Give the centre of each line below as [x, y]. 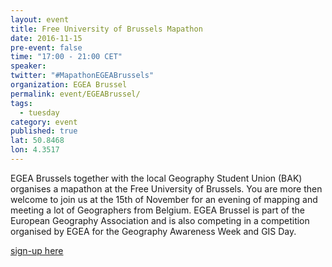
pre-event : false [46, 47]
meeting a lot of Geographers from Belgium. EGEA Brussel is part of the [157, 210]
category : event [44, 122]
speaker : [28, 66]
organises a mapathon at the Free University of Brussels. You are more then [166, 188]
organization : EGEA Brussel [69, 85]
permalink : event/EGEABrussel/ [75, 94]
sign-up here [37, 250]
